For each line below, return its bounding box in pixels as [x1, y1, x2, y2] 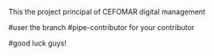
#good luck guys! [8, 38, 67, 48]
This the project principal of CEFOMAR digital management [8, 7, 206, 16]
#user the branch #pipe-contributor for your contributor [8, 23, 195, 32]
